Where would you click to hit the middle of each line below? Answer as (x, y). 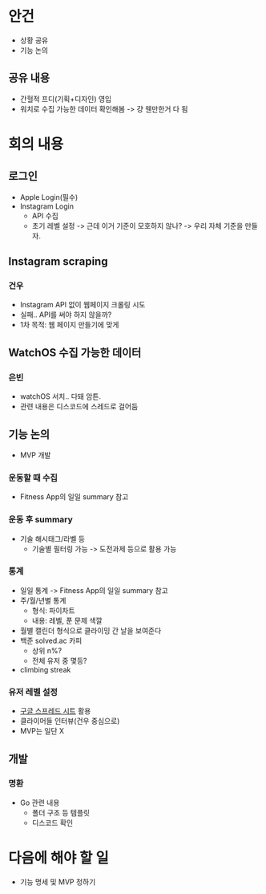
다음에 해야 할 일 (59, 858)
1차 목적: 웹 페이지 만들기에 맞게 (69, 325)
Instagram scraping (58, 262)
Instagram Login (47, 206)
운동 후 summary (41, 520)
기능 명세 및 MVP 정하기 (58, 882)
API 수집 (45, 215)
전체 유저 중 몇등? (59, 660)
